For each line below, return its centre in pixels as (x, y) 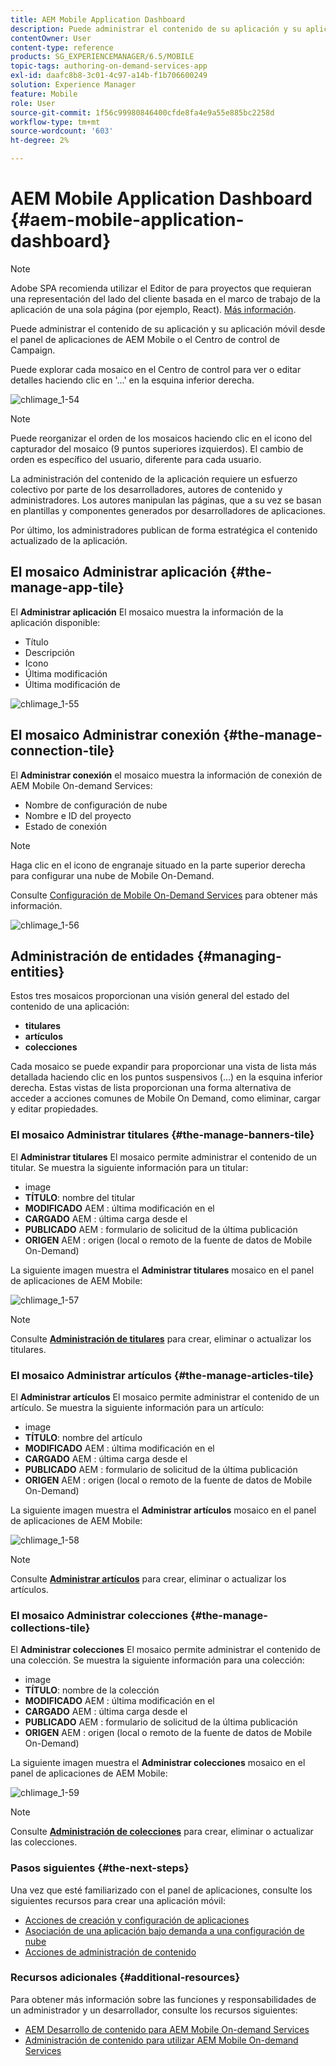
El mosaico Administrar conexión (115, 735)
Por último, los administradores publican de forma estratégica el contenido (164, 530)
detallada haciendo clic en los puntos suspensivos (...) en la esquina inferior (166, 1077)
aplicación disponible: (55, 622)
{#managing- (239, 956)
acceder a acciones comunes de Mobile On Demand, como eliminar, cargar (165, 1098)
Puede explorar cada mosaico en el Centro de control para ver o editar (156, 369)
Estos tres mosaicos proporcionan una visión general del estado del (150, 996)
